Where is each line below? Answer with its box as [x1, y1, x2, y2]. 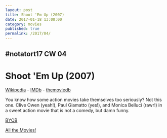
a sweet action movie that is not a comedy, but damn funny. [5, 108, 130, 114]
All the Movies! [5, 127, 36, 133]
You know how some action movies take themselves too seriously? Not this [5, 97, 162, 103]
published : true [5, 26, 39, 31]
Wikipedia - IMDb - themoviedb [5, 87, 71, 93]
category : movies [5, 21, 42, 27]
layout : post [5, 7, 33, 13]
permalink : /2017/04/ [5, 31, 51, 36]
